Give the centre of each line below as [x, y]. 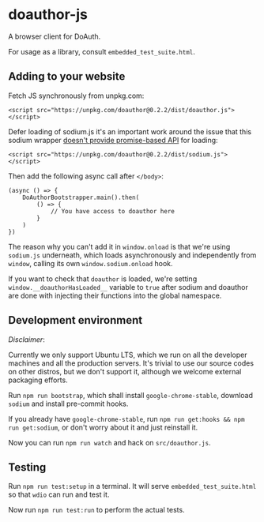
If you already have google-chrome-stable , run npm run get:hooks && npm [126, 419]
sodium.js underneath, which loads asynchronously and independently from [132, 255]
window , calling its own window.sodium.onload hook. [91, 263]
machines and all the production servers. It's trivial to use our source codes [131, 363]
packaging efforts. [38, 380]
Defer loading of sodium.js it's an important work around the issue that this [130, 131]
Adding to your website [67, 77]
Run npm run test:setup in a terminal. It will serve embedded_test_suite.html [132, 486]
